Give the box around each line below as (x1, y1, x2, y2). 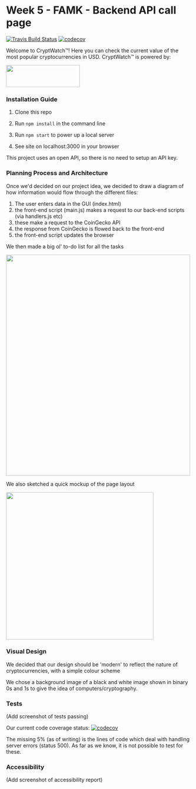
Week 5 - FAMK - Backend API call (6, 4, 177, 17)
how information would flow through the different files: (6, 189, 138, 196)
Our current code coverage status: (6, 724, 90, 731)
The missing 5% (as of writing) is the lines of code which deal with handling (6, 736, 190, 743)
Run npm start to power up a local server (14, 131, 115, 138)
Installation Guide (6, 95, 58, 103)
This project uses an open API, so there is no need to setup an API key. (6, 154, 178, 161)
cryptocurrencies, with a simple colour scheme (6, 667, 121, 674)
